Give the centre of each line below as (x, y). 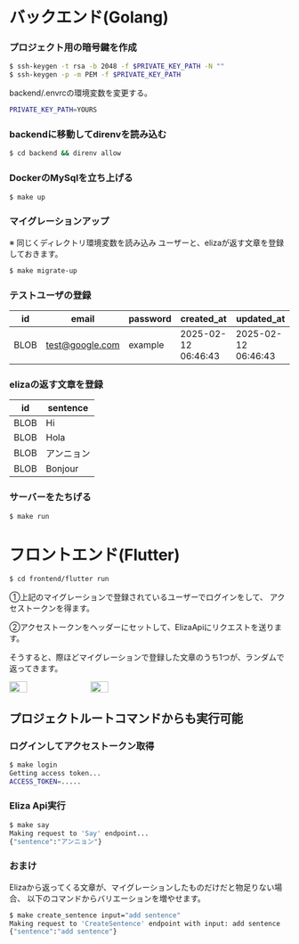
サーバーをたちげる (50, 497)
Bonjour (62, 469)
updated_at (260, 318)
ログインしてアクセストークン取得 (82, 746)
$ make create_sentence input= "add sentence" (95, 915)
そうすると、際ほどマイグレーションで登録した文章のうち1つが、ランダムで (147, 657)
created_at (203, 318)
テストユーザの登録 (50, 295)
